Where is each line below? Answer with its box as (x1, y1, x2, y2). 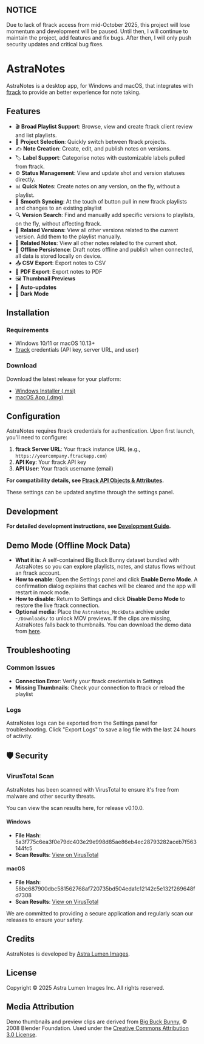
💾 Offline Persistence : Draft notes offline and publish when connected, (15, 246, 194, 253)
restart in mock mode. (15, 588, 71, 596)
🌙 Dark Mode (15, 289, 49, 297)
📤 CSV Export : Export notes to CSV (15, 259, 106, 266)
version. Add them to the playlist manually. (15, 233, 121, 240)
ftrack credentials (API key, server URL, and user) (15, 346, 139, 353)
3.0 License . (6, 1031, 38, 1038)
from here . (15, 627, 42, 634)
